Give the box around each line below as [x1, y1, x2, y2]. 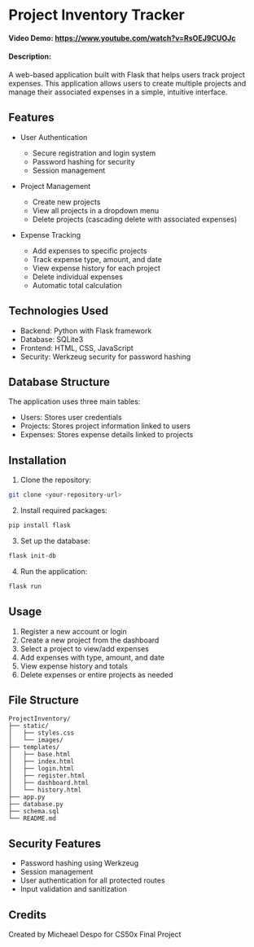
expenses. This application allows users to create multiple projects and [8, 78, 247, 88]
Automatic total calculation [32, 280, 122, 290]
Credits [8, 908, 47, 922]
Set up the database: [20, 536, 91, 546]
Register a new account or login [20, 626, 128, 636]
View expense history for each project [32, 263, 161, 273]
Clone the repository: [20, 475, 92, 485]
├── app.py [8, 793, 46, 801]
